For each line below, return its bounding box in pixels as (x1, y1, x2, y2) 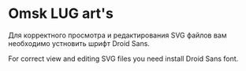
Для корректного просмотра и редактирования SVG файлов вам (8, 30, 227, 40)
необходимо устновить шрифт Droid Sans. (8, 38, 150, 48)
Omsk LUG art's (8, 5, 114, 23)
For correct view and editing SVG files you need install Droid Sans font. (8, 54, 239, 63)
